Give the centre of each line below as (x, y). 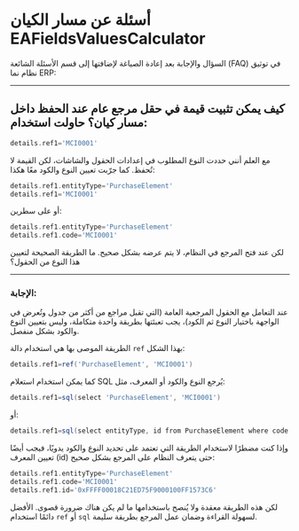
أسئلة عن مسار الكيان (81, 20)
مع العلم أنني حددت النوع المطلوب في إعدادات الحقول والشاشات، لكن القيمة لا (140, 160)
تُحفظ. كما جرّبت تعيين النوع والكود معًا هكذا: (83, 169)
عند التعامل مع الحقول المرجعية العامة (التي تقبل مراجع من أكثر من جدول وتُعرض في (149, 312)
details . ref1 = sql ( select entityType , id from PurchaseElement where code (149, 431)
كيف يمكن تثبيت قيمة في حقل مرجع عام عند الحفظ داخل (147, 109)
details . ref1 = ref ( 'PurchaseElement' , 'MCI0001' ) (102, 364)
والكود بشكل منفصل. (45, 331)
